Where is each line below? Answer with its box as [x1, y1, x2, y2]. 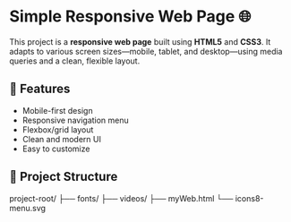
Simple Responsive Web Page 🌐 [9, 6, 252, 27]
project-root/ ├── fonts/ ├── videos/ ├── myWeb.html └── [9, 192, 234, 203]
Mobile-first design [21, 105, 93, 115]
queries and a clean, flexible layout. [9, 55, 141, 66]
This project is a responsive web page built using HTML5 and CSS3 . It [9, 36, 271, 47]
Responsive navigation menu [21, 115, 130, 125]
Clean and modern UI [21, 133, 101, 144]
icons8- [235, 192, 264, 203]
